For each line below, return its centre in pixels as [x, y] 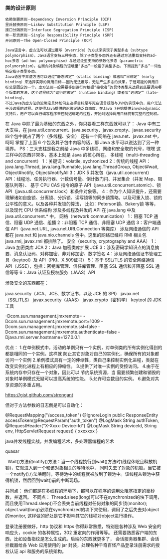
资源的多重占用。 [27, 385]
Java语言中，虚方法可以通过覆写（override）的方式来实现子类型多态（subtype [77, 50]
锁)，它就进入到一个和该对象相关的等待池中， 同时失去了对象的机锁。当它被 [83, 468]
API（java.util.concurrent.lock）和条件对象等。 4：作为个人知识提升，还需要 [83, 191]
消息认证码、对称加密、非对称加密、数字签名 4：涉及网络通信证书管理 [86, 254]
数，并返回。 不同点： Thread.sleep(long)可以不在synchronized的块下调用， [83, 497]
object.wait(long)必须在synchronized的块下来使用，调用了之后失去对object [82, 510]
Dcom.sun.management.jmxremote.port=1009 [53, 321]
